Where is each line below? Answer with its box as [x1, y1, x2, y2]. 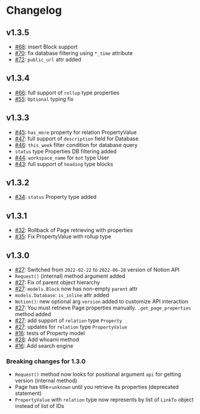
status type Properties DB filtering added [14, 148, 117, 155]
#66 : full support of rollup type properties [14, 89, 119, 96]
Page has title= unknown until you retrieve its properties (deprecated [14, 384, 179, 391]
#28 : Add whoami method [14, 336, 79, 344]
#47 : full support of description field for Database [14, 135, 139, 142]
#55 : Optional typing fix [14, 95, 74, 102]
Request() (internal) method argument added [14, 272, 125, 280]
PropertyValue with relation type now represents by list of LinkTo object [14, 396, 194, 403]
